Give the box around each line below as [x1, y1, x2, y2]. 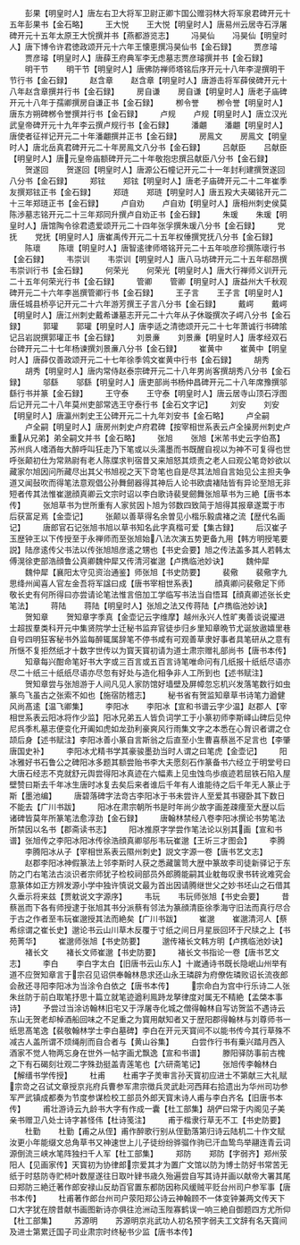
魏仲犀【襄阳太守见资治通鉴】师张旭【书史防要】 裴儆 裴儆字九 [24, 567, 287, 577]
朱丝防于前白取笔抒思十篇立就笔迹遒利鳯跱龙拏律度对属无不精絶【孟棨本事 [9, 992, 283, 1002]
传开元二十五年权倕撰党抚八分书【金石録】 [120, 232, 278, 241]
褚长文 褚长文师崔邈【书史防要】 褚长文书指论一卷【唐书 [24, 947, 264, 957]
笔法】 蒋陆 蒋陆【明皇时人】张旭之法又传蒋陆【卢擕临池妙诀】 [9, 600, 272, 611]
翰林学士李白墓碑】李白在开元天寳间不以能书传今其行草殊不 [71, 1025, 291, 1036]
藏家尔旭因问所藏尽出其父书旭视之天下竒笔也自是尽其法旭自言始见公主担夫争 [9, 466, 291, 477]
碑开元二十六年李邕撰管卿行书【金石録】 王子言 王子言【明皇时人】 [9, 287, 287, 298]
